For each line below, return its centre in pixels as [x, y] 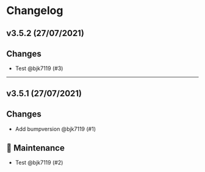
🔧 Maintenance [36, 148]
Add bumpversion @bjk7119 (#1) [56, 129]
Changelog [35, 11]
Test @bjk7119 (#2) [39, 163]
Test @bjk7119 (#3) [39, 68]
